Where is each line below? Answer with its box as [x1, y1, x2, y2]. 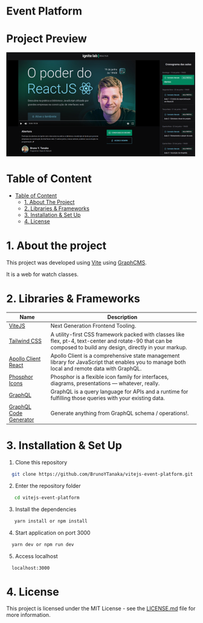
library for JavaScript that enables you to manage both [50, 358, 186, 366]
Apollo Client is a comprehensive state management [50, 352, 180, 359]
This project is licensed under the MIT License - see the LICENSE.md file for [6, 605, 196, 612]
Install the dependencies [14, 506, 77, 513]
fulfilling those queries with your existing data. [50, 395, 165, 402]
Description [107, 314, 138, 321]
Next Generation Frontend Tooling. [50, 322, 137, 329]
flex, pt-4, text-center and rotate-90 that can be [50, 337, 173, 344]
